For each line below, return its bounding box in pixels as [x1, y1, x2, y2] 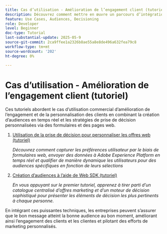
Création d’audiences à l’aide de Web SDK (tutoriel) [12, 172, 118, 178]
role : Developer [5, 21, 39, 26]
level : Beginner [5, 26, 39, 31]
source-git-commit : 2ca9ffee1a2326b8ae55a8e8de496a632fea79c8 [5, 40, 137, 45]
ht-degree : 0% [5, 53, 35, 59]
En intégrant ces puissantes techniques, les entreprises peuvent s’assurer [5, 208, 157, 214]
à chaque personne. [12, 198, 54, 204]
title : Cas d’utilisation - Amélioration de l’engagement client [5, 7, 143, 12]
